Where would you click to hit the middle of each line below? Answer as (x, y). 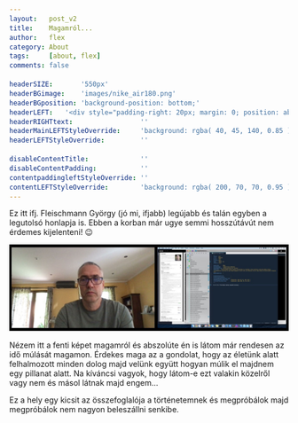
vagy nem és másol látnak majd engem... (84, 382)
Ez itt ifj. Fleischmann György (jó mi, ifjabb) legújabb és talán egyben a (138, 214)
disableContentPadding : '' (79, 168)
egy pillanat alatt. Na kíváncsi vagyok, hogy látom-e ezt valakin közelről (140, 373)
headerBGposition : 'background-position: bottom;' (105, 103)
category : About (39, 47)
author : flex (37, 37)
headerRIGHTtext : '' (79, 121)
